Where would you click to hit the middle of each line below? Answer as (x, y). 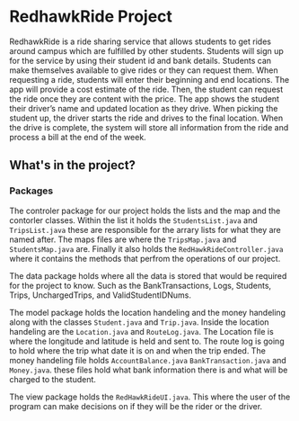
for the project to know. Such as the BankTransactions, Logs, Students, (141, 285)
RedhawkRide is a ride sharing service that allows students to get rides (141, 41)
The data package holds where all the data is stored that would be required (148, 275)
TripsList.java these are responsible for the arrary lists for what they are (145, 229)
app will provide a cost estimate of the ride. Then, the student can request (146, 89)
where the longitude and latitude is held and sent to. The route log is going (147, 341)
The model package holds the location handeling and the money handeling (147, 312)
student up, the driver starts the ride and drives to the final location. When (146, 118)
